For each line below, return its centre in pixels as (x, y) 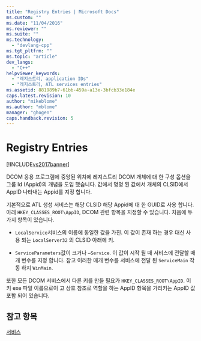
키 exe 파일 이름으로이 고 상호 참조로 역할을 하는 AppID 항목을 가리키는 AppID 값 (101, 288)
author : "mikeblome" (32, 101)
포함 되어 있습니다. (28, 296)
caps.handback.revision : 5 (40, 118)
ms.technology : (25, 40)
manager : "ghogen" (29, 112)
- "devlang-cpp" (32, 46)
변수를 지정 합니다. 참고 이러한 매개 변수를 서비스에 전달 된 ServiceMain (105, 260)
